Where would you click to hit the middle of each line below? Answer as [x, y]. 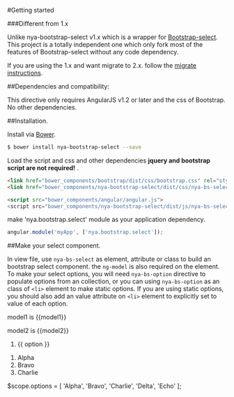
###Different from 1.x [38, 23]
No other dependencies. [42, 107]
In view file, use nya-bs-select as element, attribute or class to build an [109, 259]
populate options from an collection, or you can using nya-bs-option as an [114, 281]
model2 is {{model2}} [38, 331]
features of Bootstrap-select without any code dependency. [93, 52]
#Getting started [31, 10]
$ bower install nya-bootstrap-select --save [74, 147]
